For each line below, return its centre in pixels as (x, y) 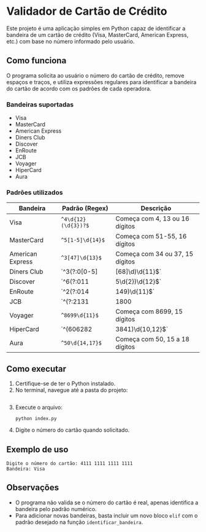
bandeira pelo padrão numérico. (56, 509)
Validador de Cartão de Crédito (87, 11)
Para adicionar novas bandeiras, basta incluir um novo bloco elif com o (106, 515)
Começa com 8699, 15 (149, 311)
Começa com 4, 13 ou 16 (153, 219)
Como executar (36, 369)
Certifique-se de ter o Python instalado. (65, 384)
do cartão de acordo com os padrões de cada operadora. (79, 88)
